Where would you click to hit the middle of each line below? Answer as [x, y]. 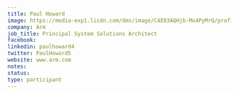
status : [19, 73]
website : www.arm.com [39, 60]
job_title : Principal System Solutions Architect [83, 34]
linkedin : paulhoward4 [41, 47]
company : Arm [27, 27]
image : [17, 20]
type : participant [34, 80]
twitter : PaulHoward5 [39, 54]
